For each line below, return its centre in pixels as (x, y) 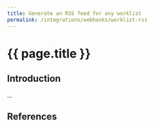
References (32, 116)
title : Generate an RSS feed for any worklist (74, 13)
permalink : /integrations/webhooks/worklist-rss (77, 20)
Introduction (34, 79)
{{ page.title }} (49, 54)
